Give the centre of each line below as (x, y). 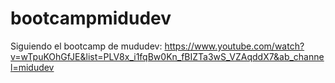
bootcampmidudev (91, 18)
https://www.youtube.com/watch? (234, 46)
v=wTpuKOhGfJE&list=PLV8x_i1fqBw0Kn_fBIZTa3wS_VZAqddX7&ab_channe (167, 56)
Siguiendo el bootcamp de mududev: (86, 46)
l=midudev (32, 67)
